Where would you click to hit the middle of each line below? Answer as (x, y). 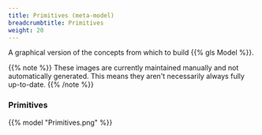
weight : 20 (26, 30)
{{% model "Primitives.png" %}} (60, 122)
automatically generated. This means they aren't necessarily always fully (126, 77)
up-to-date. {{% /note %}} (51, 84)
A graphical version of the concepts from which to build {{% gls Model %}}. (131, 53)
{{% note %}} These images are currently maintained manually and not (124, 68)
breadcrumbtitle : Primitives (56, 23)
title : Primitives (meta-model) (61, 15)
